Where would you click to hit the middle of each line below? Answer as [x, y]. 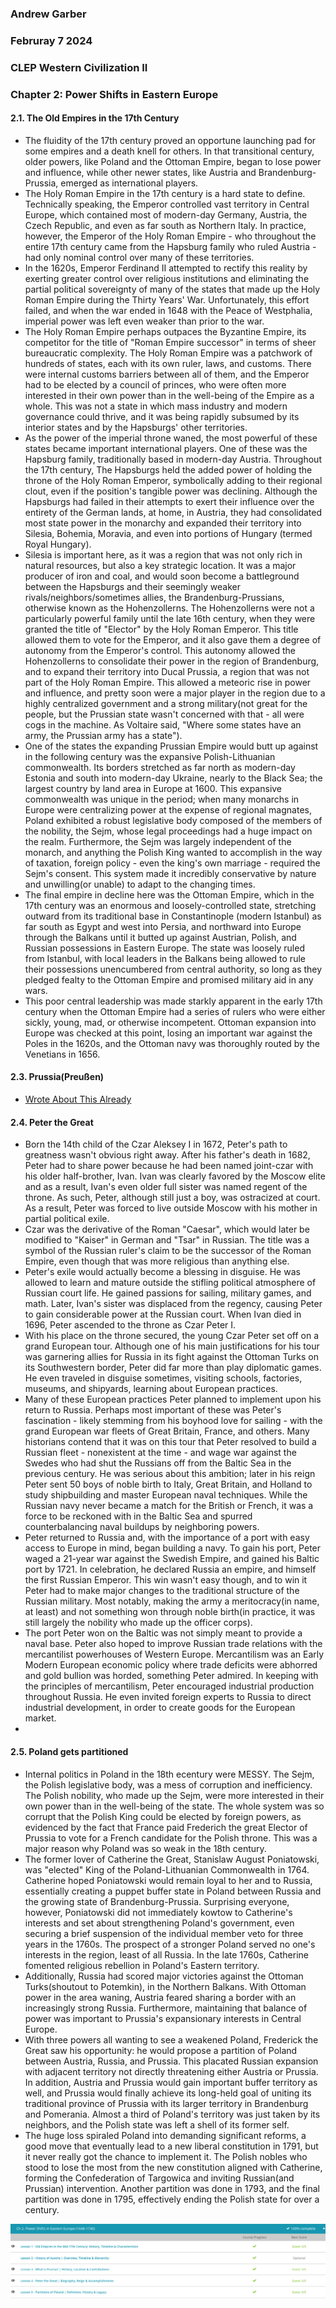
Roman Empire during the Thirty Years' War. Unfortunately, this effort [167, 299]
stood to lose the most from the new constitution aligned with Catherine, [173, 2167]
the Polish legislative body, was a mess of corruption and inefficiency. [168, 1784]
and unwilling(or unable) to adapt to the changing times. [140, 884]
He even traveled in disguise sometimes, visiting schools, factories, [163, 1378]
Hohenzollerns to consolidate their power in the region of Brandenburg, [172, 661]
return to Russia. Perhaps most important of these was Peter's [153, 1410]
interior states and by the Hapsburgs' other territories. [136, 427]
